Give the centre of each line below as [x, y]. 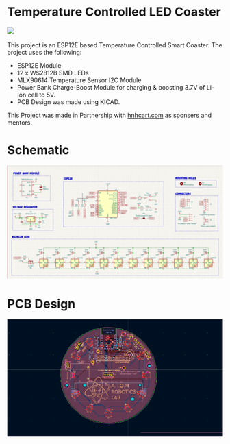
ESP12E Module [39, 65]
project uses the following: [44, 52]
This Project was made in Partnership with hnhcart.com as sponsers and [110, 115]
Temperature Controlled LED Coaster [114, 12]
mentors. [20, 122]
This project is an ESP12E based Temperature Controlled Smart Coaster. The [115, 45]
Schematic [38, 150]
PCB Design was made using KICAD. [68, 102]
